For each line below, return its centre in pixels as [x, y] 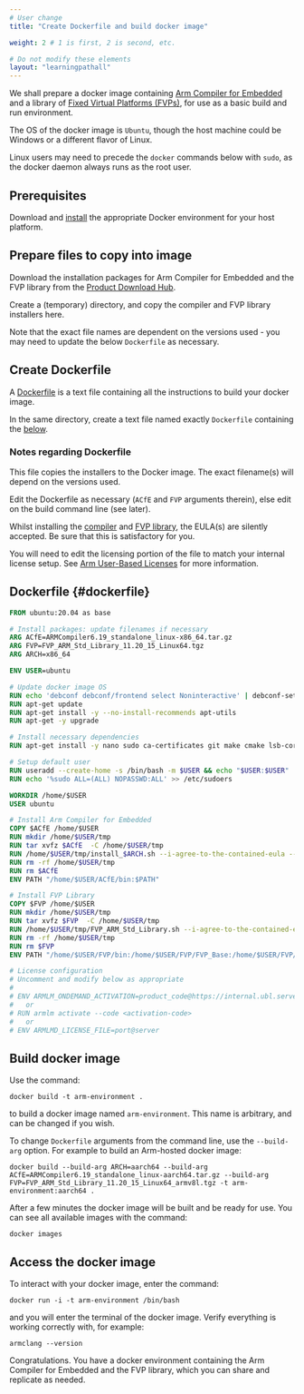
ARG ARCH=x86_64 [40, 654]
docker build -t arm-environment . [76, 1097]
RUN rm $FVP [32, 946]
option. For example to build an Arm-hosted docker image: [133, 1151]
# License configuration [56, 971]
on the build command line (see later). [80, 508]
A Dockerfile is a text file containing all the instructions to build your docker [149, 392]
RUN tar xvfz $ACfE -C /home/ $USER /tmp [87, 846]
